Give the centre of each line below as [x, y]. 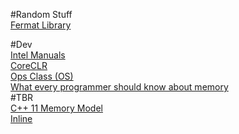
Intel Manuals [38, 55]
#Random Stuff [41, 14]
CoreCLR [29, 65]
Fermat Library [41, 25]
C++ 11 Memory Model [56, 108]
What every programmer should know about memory [119, 87]
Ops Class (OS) [42, 76]
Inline [21, 118]
